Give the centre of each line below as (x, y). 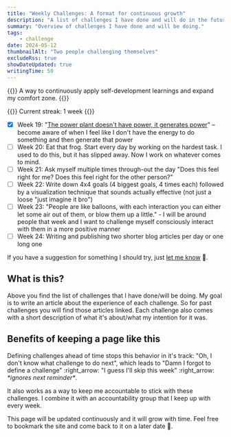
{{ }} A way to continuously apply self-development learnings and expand (111, 91)
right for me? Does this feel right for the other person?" (95, 177)
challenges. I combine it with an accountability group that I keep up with (109, 398)
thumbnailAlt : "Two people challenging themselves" (82, 52)
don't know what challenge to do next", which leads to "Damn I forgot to (109, 363)
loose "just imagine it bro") (55, 199)
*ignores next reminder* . (42, 377)
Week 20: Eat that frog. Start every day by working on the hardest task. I (119, 147)
